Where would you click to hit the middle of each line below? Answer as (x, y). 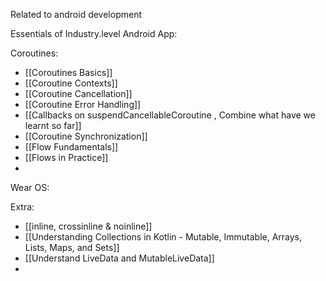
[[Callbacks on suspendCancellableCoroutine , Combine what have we (170, 115)
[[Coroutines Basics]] (68, 72)
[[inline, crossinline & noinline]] (88, 226)
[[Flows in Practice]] (66, 157)
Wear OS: (30, 187)
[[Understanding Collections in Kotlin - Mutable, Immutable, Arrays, (163, 237)
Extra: (22, 207)
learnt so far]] (53, 125)
